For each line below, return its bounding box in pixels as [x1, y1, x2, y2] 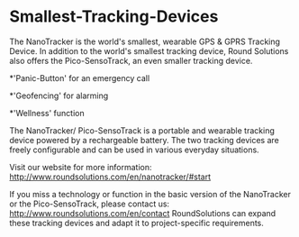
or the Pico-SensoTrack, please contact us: [9, 198, 169, 209]
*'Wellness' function [9, 107, 85, 118]
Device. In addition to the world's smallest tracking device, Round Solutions [9, 45, 289, 56]
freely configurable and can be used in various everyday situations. [9, 144, 259, 155]
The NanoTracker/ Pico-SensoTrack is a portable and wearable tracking [9, 124, 275, 136]
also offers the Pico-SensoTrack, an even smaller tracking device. [9, 55, 253, 66]
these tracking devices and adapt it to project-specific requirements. [9, 217, 264, 228]
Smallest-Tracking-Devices [9, 6, 219, 27]
